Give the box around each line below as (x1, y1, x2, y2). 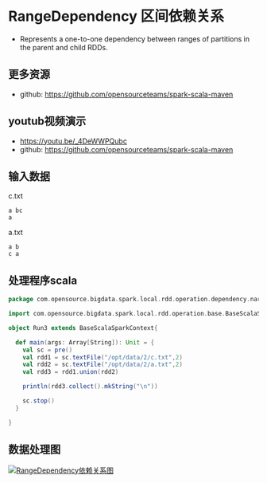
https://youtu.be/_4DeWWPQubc (19, 136, 127, 146)
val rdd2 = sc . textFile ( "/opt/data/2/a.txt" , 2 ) (22, 360, 183, 369)
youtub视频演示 (8, 115, 87, 128)
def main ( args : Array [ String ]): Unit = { (15, 338, 155, 347)
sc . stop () (22, 397, 56, 405)
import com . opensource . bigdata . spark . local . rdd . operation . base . (8, 310, 226, 318)
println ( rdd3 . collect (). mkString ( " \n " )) (22, 383, 158, 391)
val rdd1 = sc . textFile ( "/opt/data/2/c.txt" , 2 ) (22, 353, 183, 361)
